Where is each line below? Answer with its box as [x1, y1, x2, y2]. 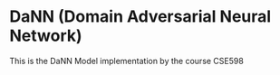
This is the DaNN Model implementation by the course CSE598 [9, 55, 245, 66]
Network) [9, 25, 83, 46]
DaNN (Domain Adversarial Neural [9, 6, 272, 27]
